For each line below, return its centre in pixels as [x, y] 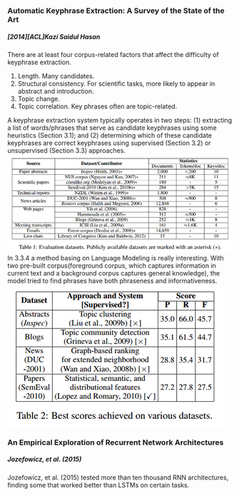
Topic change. [39, 98]
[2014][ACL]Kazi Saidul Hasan [54, 36]
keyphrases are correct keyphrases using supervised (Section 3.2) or [110, 143]
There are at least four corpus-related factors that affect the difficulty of [113, 54]
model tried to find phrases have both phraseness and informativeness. [112, 280]
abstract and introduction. [56, 91]
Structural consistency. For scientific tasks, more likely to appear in [116, 83]
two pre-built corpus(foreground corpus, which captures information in [112, 265]
